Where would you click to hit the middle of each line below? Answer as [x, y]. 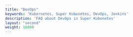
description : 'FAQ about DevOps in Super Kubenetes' [60, 18]
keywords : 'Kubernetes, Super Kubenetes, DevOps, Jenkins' [67, 14]
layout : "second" [23, 23]
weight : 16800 [20, 27]
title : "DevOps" [22, 9]
